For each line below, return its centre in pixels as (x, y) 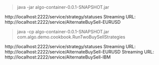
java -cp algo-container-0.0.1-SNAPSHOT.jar (63, 32)
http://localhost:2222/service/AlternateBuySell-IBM (58, 57)
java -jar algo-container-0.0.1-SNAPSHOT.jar (63, 7)
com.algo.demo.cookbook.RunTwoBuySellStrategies (71, 37)
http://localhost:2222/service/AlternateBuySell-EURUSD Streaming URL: (79, 52)
